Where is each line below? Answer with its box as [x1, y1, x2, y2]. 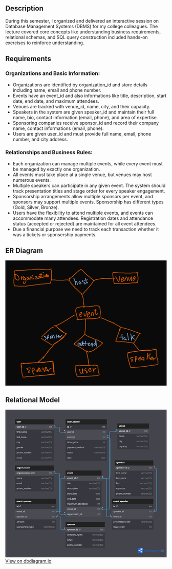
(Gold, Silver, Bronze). [12, 204, 59, 210]
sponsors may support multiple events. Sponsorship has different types [12, 199, 164, 205]
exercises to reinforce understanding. [5, 40, 84, 46]
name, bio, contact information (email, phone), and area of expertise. [12, 114, 158, 120]
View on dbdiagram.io [5, 558, 52, 564]
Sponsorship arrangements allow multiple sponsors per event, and [12, 193, 154, 199]
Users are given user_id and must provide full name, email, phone [12, 130, 152, 137]
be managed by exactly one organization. [12, 166, 100, 172]
